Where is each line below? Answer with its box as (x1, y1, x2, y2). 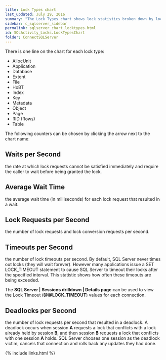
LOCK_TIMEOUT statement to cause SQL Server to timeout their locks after (5, 267, 158, 272)
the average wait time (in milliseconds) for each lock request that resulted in (5, 196, 160, 202)
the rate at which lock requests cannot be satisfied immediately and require (5, 163, 159, 169)
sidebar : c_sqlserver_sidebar (5, 21, 68, 26)
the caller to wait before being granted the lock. (5, 169, 102, 175)
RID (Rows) (12, 116, 36, 122)
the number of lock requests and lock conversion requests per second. (5, 228, 150, 235)
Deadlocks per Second (5, 306, 77, 315)
